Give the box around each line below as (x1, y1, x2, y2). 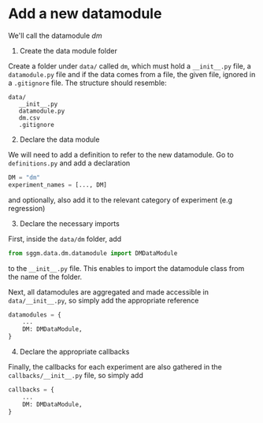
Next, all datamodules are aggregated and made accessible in (8, 287, 209, 296)
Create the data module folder (19, 46, 118, 55)
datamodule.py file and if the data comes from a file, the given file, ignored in (8, 69, 256, 79)
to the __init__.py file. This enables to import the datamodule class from (8, 263, 245, 273)
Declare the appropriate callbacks (19, 347, 130, 357)
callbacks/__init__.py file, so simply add (8, 371, 143, 380)
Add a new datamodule (8, 5, 162, 23)
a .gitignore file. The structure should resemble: (8, 78, 167, 87)
